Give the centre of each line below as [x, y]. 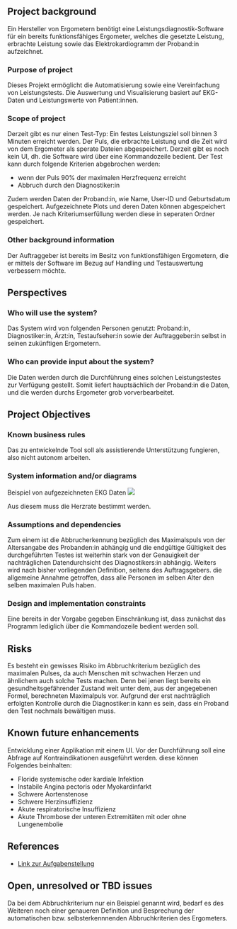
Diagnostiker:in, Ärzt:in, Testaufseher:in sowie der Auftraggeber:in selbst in [117, 336]
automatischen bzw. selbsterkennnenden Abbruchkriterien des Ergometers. [117, 918]
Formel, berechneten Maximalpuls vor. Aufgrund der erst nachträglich [109, 696]
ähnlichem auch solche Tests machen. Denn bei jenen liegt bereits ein [109, 681]
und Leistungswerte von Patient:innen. [82, 100]
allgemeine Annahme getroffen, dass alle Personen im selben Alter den [111, 578]
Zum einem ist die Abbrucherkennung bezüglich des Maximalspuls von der [116, 540]
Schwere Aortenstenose [53, 794]
